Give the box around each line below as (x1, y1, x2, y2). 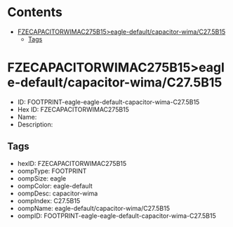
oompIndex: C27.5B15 (17, 196, 81, 205)
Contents (7, 4, 63, 20)
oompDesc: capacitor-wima (17, 189, 98, 197)
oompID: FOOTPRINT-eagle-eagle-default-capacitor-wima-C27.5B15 (17, 212, 216, 220)
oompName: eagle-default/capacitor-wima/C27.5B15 (17, 204, 171, 212)
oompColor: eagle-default (17, 181, 93, 190)
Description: (17, 120, 53, 129)
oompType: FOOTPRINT (17, 167, 87, 175)
